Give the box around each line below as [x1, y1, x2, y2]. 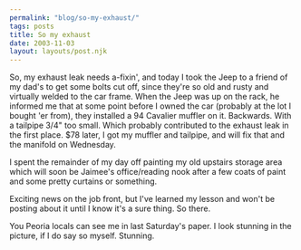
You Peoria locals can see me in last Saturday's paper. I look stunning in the [9, 221, 292, 232]
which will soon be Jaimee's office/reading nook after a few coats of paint [9, 167, 286, 178]
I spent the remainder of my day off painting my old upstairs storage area [9, 157, 283, 168]
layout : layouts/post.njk [9, 47, 107, 56]
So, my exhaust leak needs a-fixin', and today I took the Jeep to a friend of [9, 72, 288, 82]
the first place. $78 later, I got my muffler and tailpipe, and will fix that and [9, 130, 286, 140]
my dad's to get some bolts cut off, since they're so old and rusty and [9, 82, 269, 92]
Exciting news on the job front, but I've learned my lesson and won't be [9, 194, 275, 205]
